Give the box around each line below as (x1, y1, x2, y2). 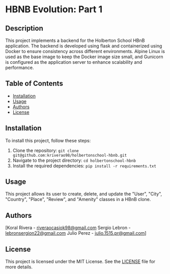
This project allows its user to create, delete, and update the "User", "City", (5, 191, 162, 197)
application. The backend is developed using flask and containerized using (5, 43, 162, 49)
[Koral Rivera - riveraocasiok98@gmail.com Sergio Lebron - (5, 225, 131, 231)
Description (5, 24, 43, 33)
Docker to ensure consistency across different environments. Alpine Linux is (5, 48, 165, 54)
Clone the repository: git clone (12, 147, 79, 154)
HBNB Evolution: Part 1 (5, 4, 103, 15)
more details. (5, 264, 33, 270)
